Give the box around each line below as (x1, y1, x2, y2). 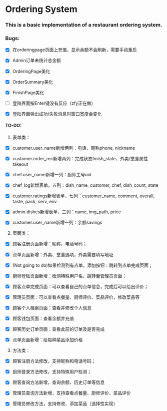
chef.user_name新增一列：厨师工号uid (12, 172, 91, 178)
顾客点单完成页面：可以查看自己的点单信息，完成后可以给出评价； (12, 283, 148, 289)
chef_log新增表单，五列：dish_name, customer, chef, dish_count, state (12, 182, 158, 188)
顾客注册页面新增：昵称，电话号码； (12, 241, 87, 247)
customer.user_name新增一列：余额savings (12, 219, 102, 226)
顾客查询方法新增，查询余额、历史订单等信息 (12, 379, 105, 385)
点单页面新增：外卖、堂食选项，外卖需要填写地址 (12, 251, 113, 257)
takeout (12, 161, 28, 167)
